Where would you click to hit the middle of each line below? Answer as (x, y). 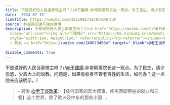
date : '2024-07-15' (26, 15)
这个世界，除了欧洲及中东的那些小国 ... (67, 97)
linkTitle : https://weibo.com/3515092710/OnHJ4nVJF (61, 19)
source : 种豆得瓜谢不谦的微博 (33, 24)
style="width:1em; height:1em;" (44, 39)
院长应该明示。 (21, 80)
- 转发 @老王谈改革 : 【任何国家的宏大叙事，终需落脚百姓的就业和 (86, 91)
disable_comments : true (30, 52)
